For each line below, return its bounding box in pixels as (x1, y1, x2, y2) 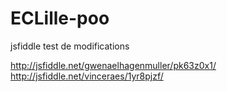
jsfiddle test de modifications (10, 40, 130, 52)
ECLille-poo (10, 7, 110, 30)
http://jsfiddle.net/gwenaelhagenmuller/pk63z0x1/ (10, 59, 217, 71)
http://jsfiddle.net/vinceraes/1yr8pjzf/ (10, 70, 164, 82)
